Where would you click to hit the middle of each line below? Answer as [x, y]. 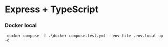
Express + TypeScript [51, 9]
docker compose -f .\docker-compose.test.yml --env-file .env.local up [85, 36]
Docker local [21, 26]
